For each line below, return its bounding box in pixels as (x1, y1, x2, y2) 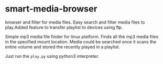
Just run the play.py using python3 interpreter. (5, 53, 99, 59)
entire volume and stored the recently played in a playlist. (5, 44, 121, 50)
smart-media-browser (5, 3, 98, 14)
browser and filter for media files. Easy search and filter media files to (5, 19, 145, 25)
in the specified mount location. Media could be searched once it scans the (5, 38, 157, 44)
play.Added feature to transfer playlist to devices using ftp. (5, 24, 123, 30)
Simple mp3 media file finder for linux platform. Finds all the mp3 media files (5, 34, 159, 39)
